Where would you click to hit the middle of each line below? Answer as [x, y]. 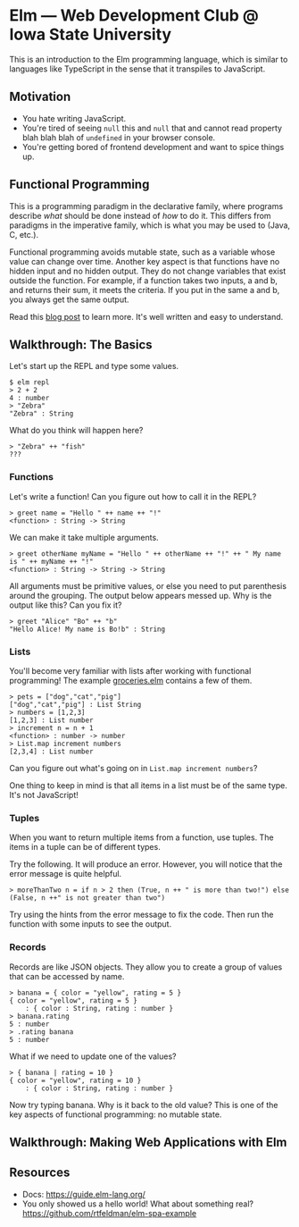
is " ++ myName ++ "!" [51, 561]
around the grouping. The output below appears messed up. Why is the [141, 595]
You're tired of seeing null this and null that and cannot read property [152, 128]
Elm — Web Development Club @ [134, 16]
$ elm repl [29, 382]
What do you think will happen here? [76, 431]
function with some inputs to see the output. [91, 924]
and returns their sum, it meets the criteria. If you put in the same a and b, [145, 290]
